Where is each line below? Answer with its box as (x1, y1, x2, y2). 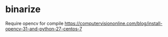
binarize (5, 4, 41, 15)
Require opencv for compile (5, 20, 64, 26)
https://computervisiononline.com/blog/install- (64, 20, 162, 26)
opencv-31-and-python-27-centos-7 (5, 25, 83, 31)
